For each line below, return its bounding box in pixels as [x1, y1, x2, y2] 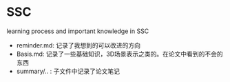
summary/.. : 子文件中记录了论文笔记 [16, 67, 120, 75]
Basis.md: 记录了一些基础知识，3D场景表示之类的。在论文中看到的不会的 [16, 50, 223, 58]
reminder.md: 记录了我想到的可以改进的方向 [16, 41, 140, 49]
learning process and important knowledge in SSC [6, 27, 149, 35]
